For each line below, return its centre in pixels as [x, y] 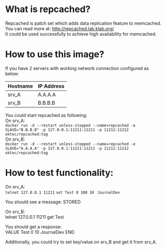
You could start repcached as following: [46, 115]
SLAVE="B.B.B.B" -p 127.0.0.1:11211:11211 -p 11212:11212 [67, 130]
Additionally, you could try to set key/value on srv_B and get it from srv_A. [81, 242]
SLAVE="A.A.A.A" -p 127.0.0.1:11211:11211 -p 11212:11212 [67, 148]
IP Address [51, 86]
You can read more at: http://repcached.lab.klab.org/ [60, 28]
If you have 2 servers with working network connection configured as [77, 68]
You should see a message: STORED [43, 202]
